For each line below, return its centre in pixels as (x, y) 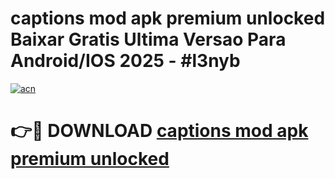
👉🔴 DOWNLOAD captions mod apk (159, 131)
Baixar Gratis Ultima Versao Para (148, 39)
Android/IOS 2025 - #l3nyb (125, 61)
